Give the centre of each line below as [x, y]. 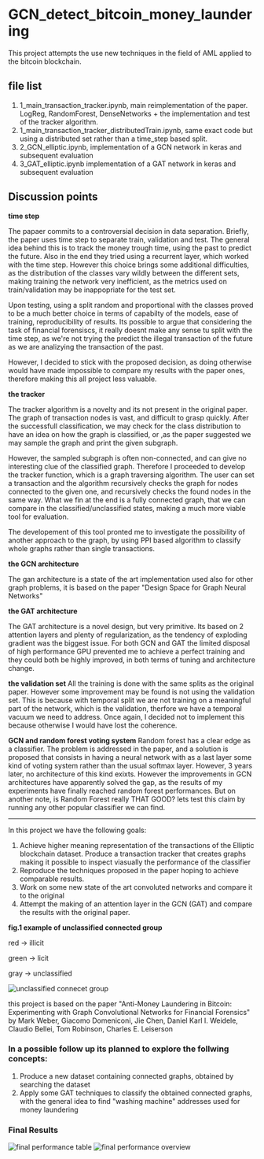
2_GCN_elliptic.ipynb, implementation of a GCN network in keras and [130, 146]
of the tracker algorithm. [59, 122]
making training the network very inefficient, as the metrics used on [118, 281]
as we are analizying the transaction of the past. [86, 346]
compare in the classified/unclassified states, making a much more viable [127, 508]
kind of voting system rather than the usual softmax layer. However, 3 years [130, 765]
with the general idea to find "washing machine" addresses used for [130, 1101]
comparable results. [52, 879]
